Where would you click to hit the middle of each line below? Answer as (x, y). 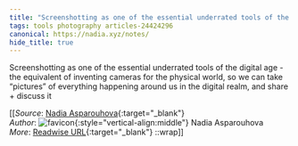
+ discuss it (30, 96)
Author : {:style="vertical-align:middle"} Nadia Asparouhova (137, 123)
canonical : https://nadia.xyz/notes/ (79, 34)
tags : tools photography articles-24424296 (91, 26)
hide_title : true (41, 42)
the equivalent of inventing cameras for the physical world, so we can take (146, 77)
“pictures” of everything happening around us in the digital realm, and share (149, 86)
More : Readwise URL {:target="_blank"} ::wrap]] (97, 132)
